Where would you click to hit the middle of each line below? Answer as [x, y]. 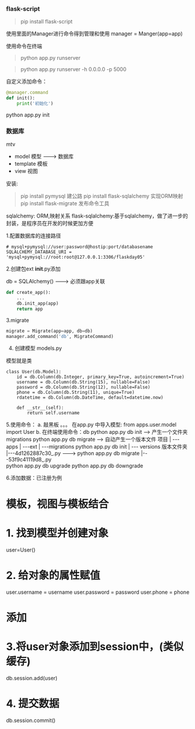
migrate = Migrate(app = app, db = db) [49, 331]
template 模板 [31, 164]
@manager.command [27, 93]
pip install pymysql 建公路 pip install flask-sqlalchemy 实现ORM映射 [102, 196]
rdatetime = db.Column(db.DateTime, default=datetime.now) [90, 398]
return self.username [54, 413]
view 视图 [26, 171]
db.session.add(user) [32, 678]
